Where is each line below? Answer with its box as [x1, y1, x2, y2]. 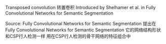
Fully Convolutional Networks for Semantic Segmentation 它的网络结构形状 [5, 27, 161, 33]
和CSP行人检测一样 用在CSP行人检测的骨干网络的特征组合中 [5, 33, 131, 39]
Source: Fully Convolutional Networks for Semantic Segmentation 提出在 [5, 21, 156, 26]
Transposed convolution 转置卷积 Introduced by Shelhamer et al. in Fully [5, 5, 156, 10]
